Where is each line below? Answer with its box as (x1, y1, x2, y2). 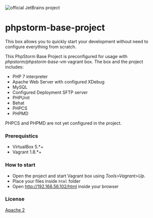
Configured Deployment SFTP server (12, 89, 88, 95)
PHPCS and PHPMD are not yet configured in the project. (5, 120, 122, 126)
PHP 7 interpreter (12, 73, 48, 79)
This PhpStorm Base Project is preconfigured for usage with (5, 53, 128, 59)
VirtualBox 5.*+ (12, 144, 44, 150)
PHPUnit (12, 94, 30, 100)
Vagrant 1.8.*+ (12, 149, 42, 155)
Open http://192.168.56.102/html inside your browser (12, 183, 119, 189)
